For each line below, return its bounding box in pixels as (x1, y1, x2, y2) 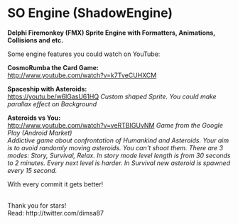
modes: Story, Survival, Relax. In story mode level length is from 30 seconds (7, 151, 231, 159)
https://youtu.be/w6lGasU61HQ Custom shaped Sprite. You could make (7, 92, 217, 101)
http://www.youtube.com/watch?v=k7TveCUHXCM (7, 71, 157, 79)
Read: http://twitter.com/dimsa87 (7, 208, 104, 217)
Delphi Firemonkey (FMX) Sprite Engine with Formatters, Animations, (7, 28, 215, 37)
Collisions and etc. (7, 35, 64, 44)
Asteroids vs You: (7, 113, 61, 122)
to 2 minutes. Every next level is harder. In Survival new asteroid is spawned (7, 158, 231, 167)
